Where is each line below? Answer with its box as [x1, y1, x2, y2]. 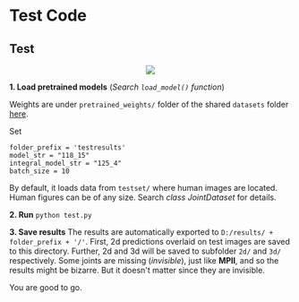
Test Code [9, 5, 87, 26]
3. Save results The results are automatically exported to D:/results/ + [9, 227, 274, 237]
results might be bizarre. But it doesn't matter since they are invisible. [9, 265, 266, 275]
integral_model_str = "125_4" [9, 159, 123, 168]
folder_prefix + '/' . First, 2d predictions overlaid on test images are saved [9, 237, 291, 246]
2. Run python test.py [9, 210, 92, 220]
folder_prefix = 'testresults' [9, 143, 126, 152]
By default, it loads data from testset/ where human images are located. [9, 183, 278, 193]
